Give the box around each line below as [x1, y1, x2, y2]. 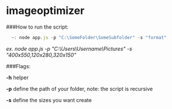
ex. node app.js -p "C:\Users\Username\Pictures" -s [6, 45, 133, 52]
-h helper [6, 74, 29, 81]
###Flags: [6, 62, 31, 69]
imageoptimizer [6, 4, 85, 17]
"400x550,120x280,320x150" [6, 51, 76, 58]
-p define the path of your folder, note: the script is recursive [6, 85, 153, 92]
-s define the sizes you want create [6, 96, 92, 103]
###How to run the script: [6, 23, 69, 30]
